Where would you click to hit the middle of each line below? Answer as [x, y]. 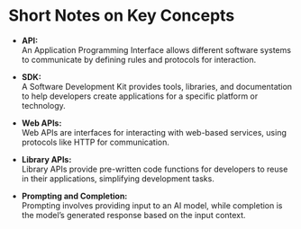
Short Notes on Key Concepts [122, 16]
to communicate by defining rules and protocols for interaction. [139, 59]
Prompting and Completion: [74, 196]
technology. [44, 105]
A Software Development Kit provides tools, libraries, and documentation [157, 86]
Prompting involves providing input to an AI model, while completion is [152, 205]
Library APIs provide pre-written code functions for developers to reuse [155, 169]
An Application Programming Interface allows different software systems [156, 49]
